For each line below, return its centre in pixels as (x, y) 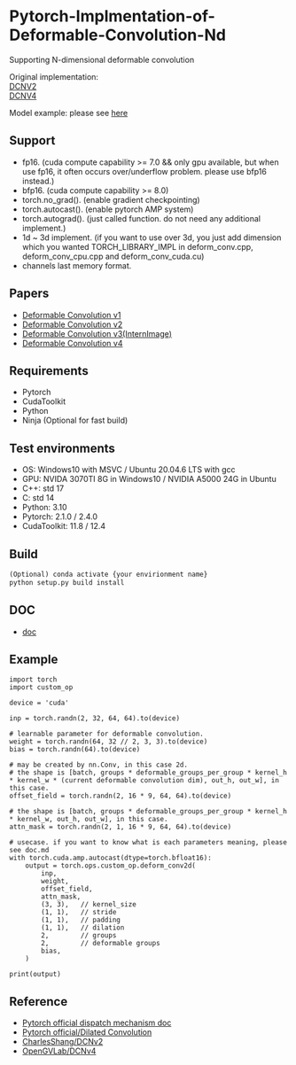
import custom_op (41, 688)
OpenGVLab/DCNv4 (59, 1051)
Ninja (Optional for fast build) (75, 420)
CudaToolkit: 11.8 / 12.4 (64, 526)
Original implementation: (54, 76)
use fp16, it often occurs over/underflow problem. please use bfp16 (144, 171)
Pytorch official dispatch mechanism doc (97, 1023)
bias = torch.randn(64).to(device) (75, 750)
